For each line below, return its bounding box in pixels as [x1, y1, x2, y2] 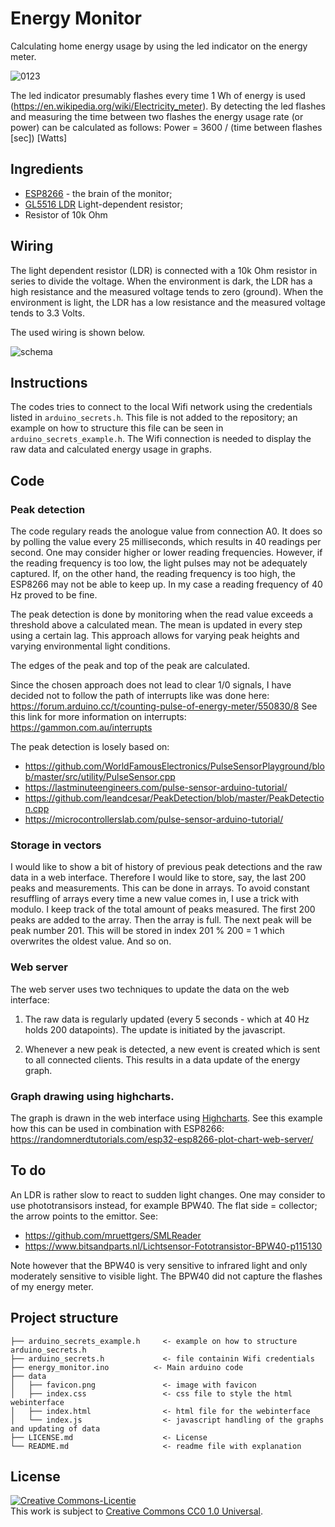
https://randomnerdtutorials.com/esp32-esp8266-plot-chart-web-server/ [10, 1133, 314, 1145]
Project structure [10, 1310, 119, 1327]
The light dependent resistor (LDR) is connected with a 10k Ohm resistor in [10, 264, 318, 276]
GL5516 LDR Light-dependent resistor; [24, 198, 183, 210]
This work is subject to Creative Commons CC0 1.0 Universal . [10, 1505, 263, 1517]
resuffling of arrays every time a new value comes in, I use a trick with [10, 893, 300, 905]
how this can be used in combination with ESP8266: [10, 1122, 225, 1134]
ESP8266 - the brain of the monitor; [24, 187, 173, 199]
